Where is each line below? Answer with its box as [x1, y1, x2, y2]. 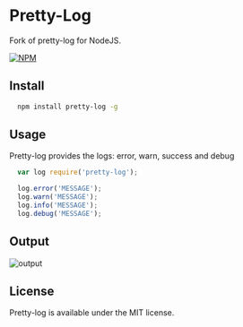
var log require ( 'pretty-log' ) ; [17, 168, 139, 177]
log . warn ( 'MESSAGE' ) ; [17, 193, 99, 202]
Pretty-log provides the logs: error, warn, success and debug [9, 151, 235, 161]
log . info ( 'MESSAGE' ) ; [17, 201, 99, 211]
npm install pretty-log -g [17, 102, 118, 111]
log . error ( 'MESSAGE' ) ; [17, 185, 102, 194]
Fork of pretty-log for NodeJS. [9, 35, 122, 46]
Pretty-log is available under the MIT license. [9, 307, 175, 318]
